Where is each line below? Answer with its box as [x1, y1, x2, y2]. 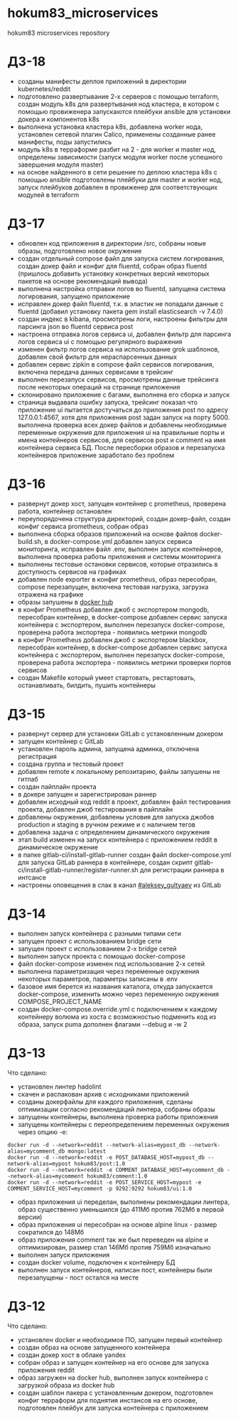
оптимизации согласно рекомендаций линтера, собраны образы [17, 1105, 215, 1114]
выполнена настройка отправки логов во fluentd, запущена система [17, 284, 226, 293]
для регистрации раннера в [139, 865, 225, 874]
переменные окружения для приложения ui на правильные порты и [17, 428, 225, 436]
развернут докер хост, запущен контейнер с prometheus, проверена [17, 499, 226, 508]
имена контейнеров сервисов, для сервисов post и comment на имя [17, 436, 226, 444]
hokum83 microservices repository [7, 28, 110, 37]
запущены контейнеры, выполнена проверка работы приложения [17, 1112, 218, 1121]
